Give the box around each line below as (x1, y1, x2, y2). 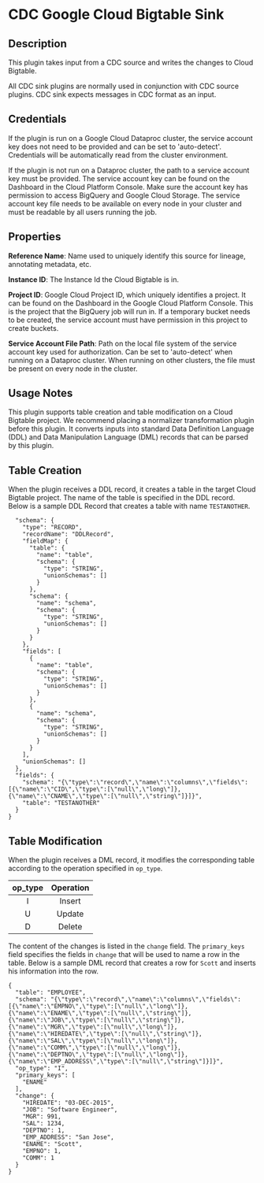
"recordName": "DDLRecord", (22, 530, 114, 539)
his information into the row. (8, 966, 99, 976)
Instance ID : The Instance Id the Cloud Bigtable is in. (8, 274, 180, 284)
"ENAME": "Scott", (22, 1140, 83, 1148)
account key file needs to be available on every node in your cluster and (8, 198, 242, 208)
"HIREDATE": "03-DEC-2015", (22, 1099, 114, 1107)
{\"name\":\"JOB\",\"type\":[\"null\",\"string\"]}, (8, 1016, 185, 1025)
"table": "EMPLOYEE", (15, 988, 87, 997)
